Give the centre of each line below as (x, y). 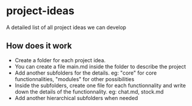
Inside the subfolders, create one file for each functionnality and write (100, 85)
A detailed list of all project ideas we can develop (66, 27)
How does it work (39, 46)
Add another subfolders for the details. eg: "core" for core (86, 73)
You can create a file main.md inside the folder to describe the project (100, 66)
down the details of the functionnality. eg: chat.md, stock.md (89, 91)
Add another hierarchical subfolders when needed (76, 98)
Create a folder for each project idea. (60, 60)
